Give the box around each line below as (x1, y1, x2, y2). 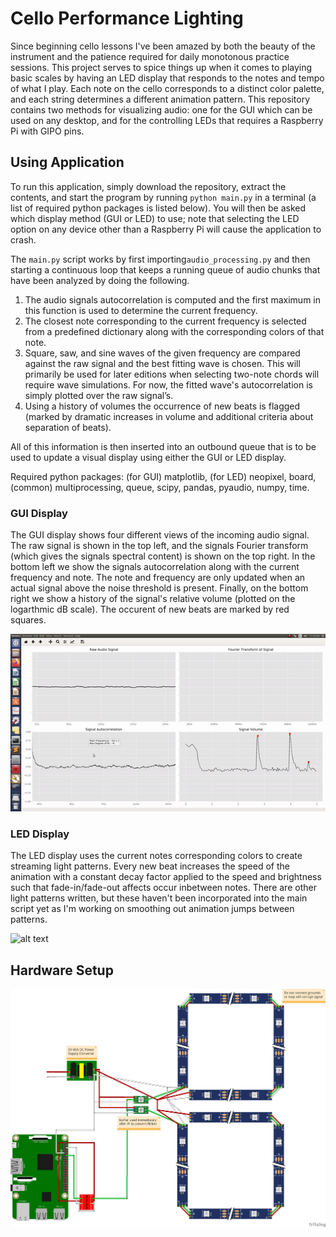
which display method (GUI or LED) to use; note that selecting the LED (10, 212, 300, 224)
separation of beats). (24, 421, 112, 433)
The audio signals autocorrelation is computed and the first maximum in (24, 293, 322, 306)
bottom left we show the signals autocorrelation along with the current (10, 561, 300, 573)
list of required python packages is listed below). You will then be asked (10, 202, 307, 214)
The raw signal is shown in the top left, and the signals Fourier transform (10, 540, 309, 552)
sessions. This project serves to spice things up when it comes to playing (10, 61, 313, 73)
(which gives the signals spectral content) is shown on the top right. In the (10, 550, 316, 562)
